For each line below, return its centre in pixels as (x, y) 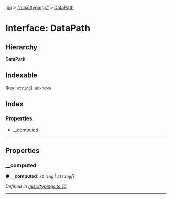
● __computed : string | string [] (40, 176)
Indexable (21, 76)
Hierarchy (21, 47)
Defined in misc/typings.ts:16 (36, 186)
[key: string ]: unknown (28, 88)
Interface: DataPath (48, 28)
